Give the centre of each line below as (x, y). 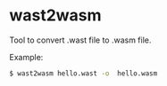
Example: (26, 57)
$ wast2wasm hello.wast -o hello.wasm (83, 73)
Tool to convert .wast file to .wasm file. (80, 40)
